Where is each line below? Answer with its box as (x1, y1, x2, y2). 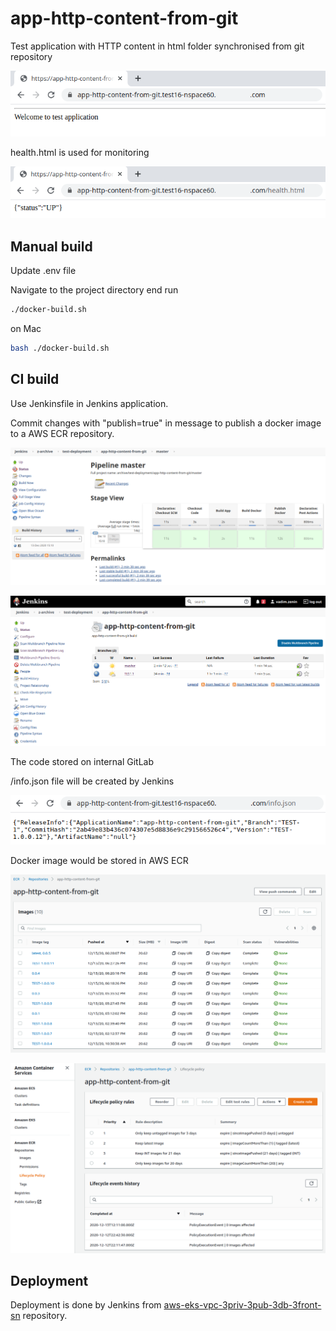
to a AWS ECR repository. (10, 427, 115, 439)
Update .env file (10, 265, 77, 277)
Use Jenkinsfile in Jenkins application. (10, 397, 169, 409)
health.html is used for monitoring (10, 146, 150, 158)
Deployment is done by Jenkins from (10, 1299, 162, 1311)
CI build (10, 371, 60, 388)
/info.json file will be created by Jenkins (10, 775, 175, 787)
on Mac (10, 323, 42, 335)
